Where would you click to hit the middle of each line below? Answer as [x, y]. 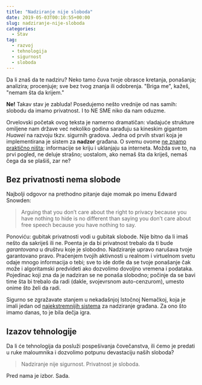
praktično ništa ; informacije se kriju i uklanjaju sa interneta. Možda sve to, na [101, 148]
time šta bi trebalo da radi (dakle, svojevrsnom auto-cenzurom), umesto [95, 282]
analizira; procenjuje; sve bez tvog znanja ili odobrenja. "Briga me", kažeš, [98, 86]
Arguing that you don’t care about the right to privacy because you [104, 212]
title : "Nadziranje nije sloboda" [50, 12]
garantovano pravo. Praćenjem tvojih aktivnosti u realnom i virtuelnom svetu [101, 256]
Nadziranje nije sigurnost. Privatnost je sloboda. [80, 364]
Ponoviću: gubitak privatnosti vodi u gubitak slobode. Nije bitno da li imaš [97, 237]
